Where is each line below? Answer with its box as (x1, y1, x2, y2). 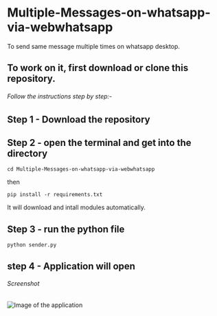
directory (7, 147, 48, 159)
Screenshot (7, 280, 40, 288)
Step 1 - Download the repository (7, 114, 150, 125)
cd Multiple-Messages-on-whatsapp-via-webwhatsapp (7, 166, 155, 173)
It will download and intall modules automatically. (7, 203, 146, 211)
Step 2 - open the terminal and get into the (7, 136, 192, 149)
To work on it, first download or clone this (7, 62, 189, 74)
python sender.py (7, 242, 57, 249)
